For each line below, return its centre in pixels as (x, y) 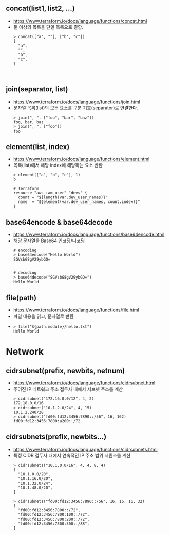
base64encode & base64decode (59, 222)
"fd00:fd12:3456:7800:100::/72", (54, 514)
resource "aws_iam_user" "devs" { (50, 193)
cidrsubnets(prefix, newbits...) (56, 437)
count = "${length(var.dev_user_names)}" (63, 197)
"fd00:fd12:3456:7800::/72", (49, 510)
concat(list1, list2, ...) (40, 8)
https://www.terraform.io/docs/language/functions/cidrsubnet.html (84, 383)
